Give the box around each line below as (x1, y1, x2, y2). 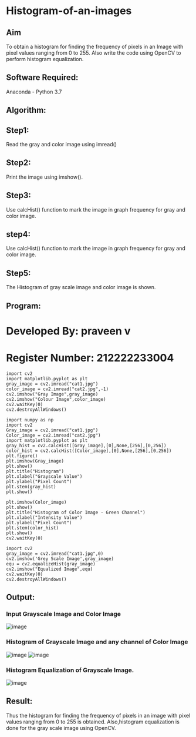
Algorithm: (6, 105, 46, 115)
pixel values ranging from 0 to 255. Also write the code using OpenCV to (6, 49, 181, 56)
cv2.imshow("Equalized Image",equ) (6, 566, 93, 572)
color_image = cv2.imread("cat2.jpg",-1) (6, 386, 109, 392)
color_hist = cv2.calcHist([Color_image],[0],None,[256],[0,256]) (6, 448, 172, 454)
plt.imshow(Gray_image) (6, 458, 65, 464)
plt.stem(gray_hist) (6, 484, 57, 490)
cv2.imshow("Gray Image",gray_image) (6, 391, 99, 397)
